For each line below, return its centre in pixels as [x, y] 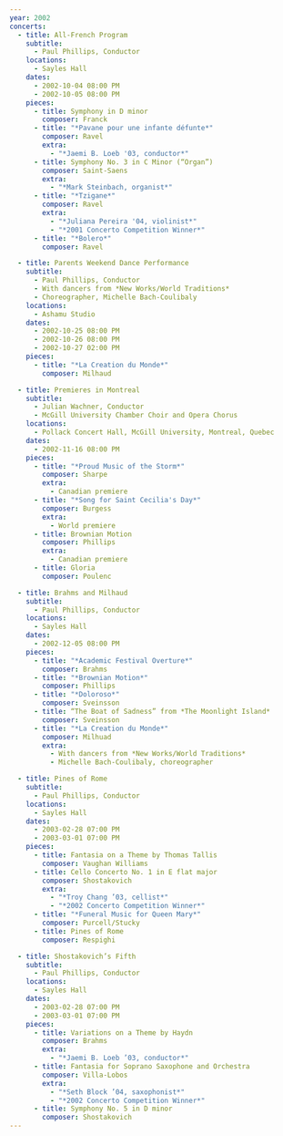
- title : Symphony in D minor [91, 111]
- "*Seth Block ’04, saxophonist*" [117, 1092]
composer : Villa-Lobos [85, 1075]
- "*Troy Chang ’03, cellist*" [109, 898]
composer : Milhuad [77, 737]
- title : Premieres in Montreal [79, 390]
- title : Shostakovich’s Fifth [77, 956]
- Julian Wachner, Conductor [89, 407]
